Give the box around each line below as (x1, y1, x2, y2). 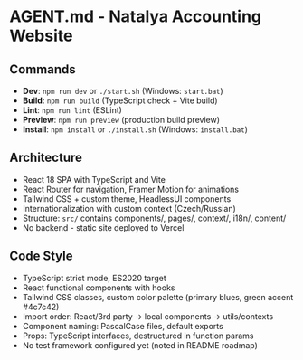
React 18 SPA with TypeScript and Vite (22, 174, 166, 185)
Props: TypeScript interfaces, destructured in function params (22, 330, 254, 341)
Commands (9, 62, 77, 77)
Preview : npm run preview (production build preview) (22, 115, 220, 125)
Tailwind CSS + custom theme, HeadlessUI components (22, 193, 232, 204)
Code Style (9, 249, 73, 264)
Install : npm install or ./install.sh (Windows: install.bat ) (22, 124, 249, 135)
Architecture (9, 150, 83, 166)
